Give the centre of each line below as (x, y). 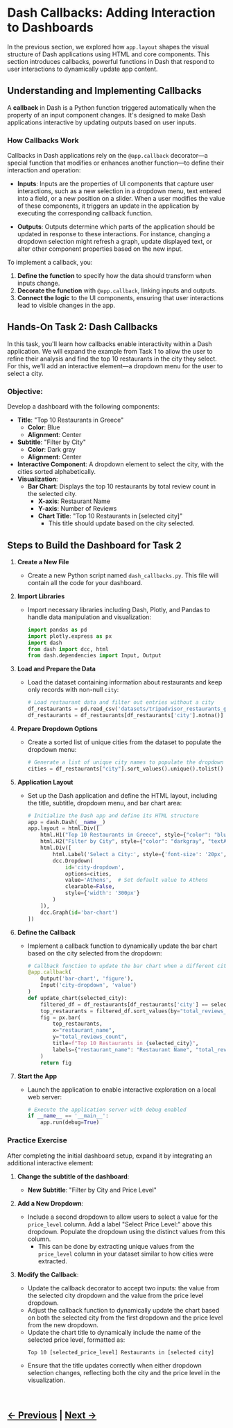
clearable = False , (90, 887)
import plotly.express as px (70, 636)
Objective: (25, 391)
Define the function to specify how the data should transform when (114, 276)
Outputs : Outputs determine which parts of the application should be (116, 227)
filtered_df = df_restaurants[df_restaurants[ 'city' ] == (124, 1004)
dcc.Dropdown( (73, 861)
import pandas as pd (57, 630)
